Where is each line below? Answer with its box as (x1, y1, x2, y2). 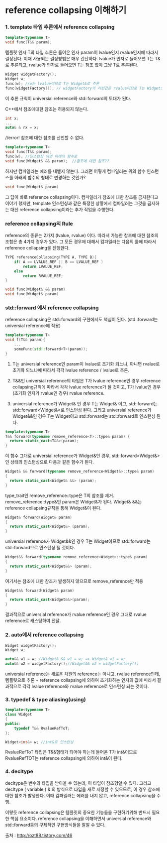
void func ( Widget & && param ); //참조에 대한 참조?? (5, 158, 109, 163)
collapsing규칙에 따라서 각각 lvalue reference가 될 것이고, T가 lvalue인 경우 (12, 384, 161, 390)
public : (5, 721, 21, 726)
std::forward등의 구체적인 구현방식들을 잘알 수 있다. (5, 822, 106, 828)
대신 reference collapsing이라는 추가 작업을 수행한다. (10, 206, 115, 212)
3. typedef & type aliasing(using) (5, 696, 86, 703)
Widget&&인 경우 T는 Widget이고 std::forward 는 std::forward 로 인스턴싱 (12, 413, 156, 419)
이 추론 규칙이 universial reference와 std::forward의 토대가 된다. (5, 95, 132, 101)
